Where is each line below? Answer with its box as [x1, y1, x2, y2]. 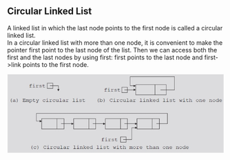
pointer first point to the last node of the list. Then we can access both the [7, 46, 218, 54]
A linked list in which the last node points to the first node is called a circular [7, 23, 223, 32]
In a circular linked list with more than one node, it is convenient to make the [7, 38, 223, 47]
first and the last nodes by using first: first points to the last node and [7, 53, 203, 61]
